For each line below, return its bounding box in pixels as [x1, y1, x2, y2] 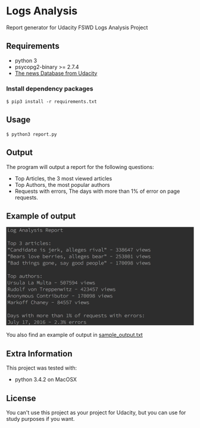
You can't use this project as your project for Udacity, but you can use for [6, 409, 186, 416]
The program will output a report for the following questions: [6, 163, 155, 170]
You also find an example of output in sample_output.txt [6, 332, 143, 339]
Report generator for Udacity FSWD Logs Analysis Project [6, 24, 148, 31]
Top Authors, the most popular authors [14, 181, 110, 188]
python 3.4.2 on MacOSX [14, 376, 77, 383]
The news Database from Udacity [14, 70, 98, 77]
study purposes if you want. [6, 415, 75, 422]
